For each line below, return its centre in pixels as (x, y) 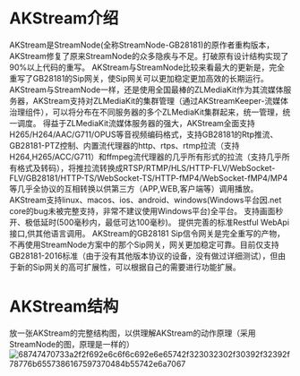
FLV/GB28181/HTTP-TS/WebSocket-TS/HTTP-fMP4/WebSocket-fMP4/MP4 (149, 178)
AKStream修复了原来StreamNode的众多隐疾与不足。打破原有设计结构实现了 (149, 56)
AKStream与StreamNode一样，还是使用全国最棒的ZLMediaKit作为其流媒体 (146, 90)
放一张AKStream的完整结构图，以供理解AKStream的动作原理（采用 (133, 333)
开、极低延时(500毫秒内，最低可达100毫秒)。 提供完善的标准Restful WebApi (149, 222)
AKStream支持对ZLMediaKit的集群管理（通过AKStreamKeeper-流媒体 (160, 100)
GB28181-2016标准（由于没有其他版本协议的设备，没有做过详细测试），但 (144, 255)
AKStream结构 (64, 307)
